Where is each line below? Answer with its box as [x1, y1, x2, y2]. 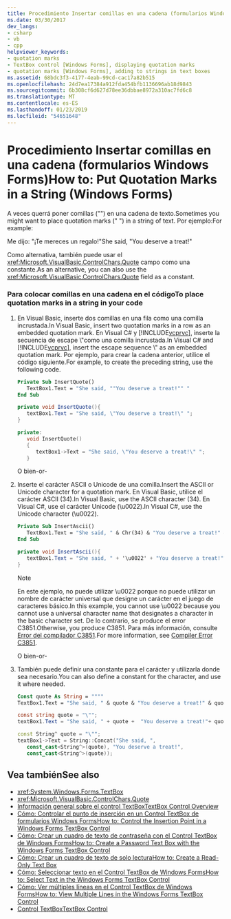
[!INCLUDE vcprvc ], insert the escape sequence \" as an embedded [16, 343, 208, 352]
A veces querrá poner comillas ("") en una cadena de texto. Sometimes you [7, 209, 220, 217]
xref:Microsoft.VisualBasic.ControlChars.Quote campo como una [7, 258, 190, 266]
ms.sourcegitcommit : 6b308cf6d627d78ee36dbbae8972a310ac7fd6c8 [7, 87, 192, 94]
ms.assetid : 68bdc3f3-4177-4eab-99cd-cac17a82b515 [7, 74, 155, 81]
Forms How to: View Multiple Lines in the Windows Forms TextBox [16, 890, 203, 898]
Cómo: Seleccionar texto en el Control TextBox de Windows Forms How [16, 868, 219, 876]
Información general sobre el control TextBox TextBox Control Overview [16, 802, 219, 810]
